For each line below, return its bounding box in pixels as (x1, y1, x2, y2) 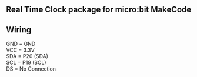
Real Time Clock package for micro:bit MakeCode (6, 5, 192, 15)
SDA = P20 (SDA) (6, 53, 49, 60)
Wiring (6, 25, 32, 35)
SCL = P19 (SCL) (6, 59, 46, 66)
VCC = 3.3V (6, 46, 35, 53)
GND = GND (6, 41, 36, 48)
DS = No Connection (6, 65, 56, 72)
